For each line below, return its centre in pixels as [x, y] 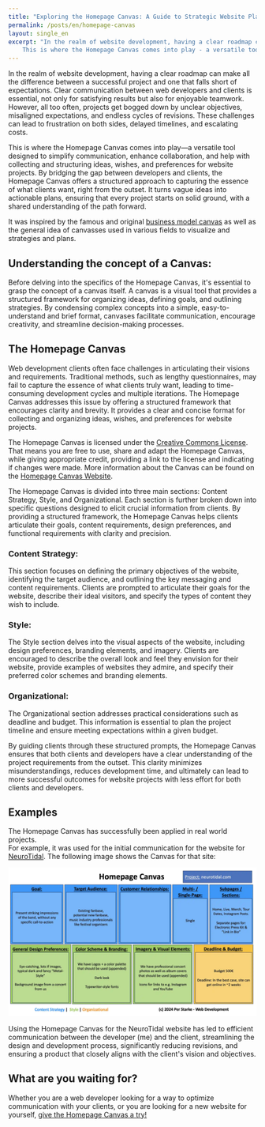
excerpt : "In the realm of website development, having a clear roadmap [130, 42]
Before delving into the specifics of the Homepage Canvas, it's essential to [129, 282]
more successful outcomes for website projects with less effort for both [125, 779]
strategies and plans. [42, 239]
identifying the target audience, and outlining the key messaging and [119, 579]
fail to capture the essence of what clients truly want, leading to [112, 385]
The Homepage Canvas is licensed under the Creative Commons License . [128, 442]
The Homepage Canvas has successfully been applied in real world [118, 831]
